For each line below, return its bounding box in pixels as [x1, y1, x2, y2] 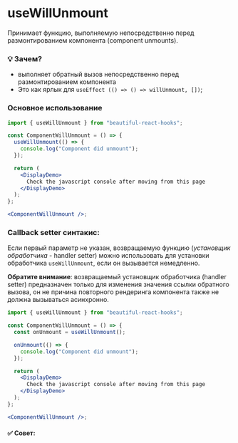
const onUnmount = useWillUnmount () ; [14, 329, 126, 336]
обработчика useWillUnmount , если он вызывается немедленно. [7, 259, 200, 268]
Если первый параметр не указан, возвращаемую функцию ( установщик [7, 244, 231, 252]
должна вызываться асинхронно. [7, 296, 109, 304]
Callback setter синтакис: [7, 227, 100, 237]
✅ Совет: [7, 429, 36, 437]
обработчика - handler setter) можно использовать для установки [7, 251, 209, 260]
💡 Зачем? [7, 53, 43, 63]
